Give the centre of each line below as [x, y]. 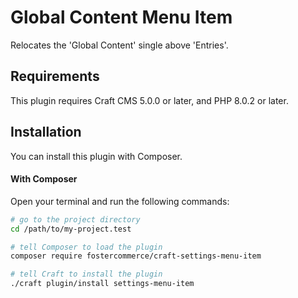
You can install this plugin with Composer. [96, 156]
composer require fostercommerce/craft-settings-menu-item [136, 256]
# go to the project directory [75, 219]
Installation [46, 132]
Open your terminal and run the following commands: [120, 201]
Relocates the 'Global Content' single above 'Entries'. [119, 45]
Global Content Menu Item [121, 17]
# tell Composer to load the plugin [86, 247]
